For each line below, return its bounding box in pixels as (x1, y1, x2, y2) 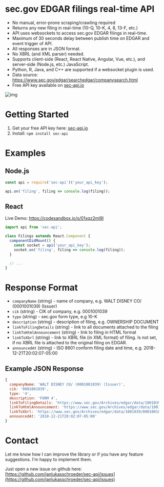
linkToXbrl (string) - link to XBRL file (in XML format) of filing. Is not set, (12, 334, 157, 340)
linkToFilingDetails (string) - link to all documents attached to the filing (12, 324, 159, 330)
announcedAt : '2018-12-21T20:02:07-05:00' (9, 414, 97, 419)
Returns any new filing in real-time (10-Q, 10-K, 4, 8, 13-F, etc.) (12, 25, 138, 30)
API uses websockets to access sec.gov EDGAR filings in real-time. (12, 30, 147, 36)
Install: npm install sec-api (12, 130, 68, 136)
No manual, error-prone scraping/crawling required (12, 20, 116, 26)
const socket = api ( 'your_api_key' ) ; (14, 243, 91, 248)
